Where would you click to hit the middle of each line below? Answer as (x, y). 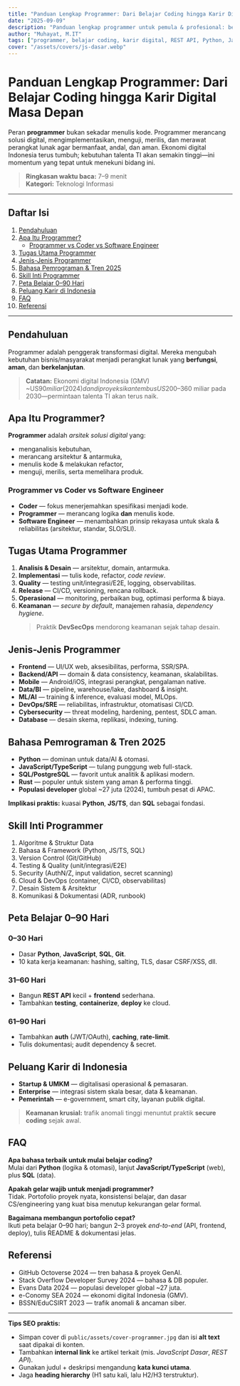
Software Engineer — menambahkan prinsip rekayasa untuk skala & (119, 521)
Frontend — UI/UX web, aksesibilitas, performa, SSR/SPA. (104, 667)
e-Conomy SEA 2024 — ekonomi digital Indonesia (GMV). (103, 1295)
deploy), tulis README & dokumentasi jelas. (72, 1233)
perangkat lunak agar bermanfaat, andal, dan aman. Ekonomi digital (107, 147)
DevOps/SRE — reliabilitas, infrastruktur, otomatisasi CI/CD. (106, 705)
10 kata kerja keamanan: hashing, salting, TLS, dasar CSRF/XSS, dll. (118, 961)
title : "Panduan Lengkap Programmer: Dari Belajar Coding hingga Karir (116, 14)
